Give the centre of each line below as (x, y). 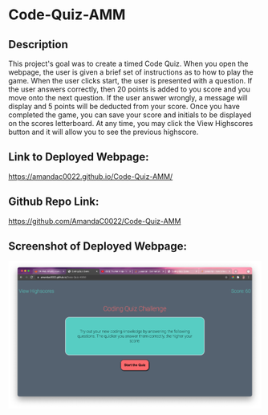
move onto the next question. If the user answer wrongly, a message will (128, 98)
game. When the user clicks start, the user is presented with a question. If (130, 81)
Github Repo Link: (54, 202)
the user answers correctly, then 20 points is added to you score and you (129, 89)
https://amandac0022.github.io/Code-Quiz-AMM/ (91, 176)
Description (38, 45)
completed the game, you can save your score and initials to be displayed (130, 115)
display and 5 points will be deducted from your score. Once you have (124, 106)
